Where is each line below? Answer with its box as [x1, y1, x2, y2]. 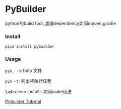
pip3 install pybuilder [5, 44, 55, 49]
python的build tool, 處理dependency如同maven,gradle [5, 20, 116, 26]
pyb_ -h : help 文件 [5, 68, 42, 73]
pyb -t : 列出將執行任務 [5, 78, 52, 84]
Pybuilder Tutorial [5, 98, 41, 104]
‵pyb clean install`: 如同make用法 [5, 88, 72, 94]
